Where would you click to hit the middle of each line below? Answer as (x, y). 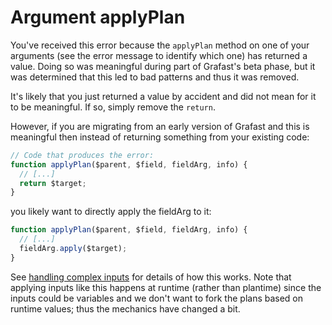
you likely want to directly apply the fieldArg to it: (111, 212)
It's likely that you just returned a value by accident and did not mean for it (163, 96)
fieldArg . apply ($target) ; (73, 249)
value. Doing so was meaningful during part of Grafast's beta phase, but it (163, 66)
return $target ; (53, 183)
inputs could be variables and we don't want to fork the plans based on (157, 298)
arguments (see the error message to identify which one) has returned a (159, 55)
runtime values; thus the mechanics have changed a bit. (125, 308)
